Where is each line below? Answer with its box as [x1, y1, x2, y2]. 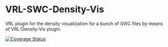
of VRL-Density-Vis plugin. [5, 26, 62, 32]
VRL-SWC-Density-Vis [5, 4, 104, 15]
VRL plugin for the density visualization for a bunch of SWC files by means [5, 20, 163, 27]
